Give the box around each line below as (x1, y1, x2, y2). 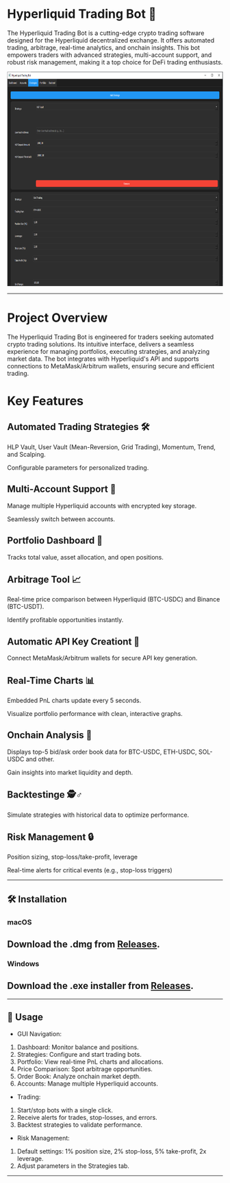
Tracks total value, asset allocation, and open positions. (7, 553, 164, 561)
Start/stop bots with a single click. (16, 1106, 113, 1114)
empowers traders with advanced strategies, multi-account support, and (7, 51, 212, 59)
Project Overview (7, 310, 108, 326)
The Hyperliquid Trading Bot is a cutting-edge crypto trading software (7, 29, 205, 37)
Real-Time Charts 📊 (7, 675, 94, 686)
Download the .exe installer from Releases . (7, 980, 194, 992)
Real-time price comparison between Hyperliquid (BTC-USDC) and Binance (7, 595, 220, 604)
